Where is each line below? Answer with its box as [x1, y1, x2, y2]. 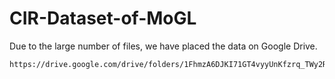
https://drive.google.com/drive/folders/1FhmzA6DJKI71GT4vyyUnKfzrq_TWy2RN [9, 59, 332, 69]
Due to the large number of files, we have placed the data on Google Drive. [9, 40, 318, 52]
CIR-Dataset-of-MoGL [9, 7, 197, 30]
